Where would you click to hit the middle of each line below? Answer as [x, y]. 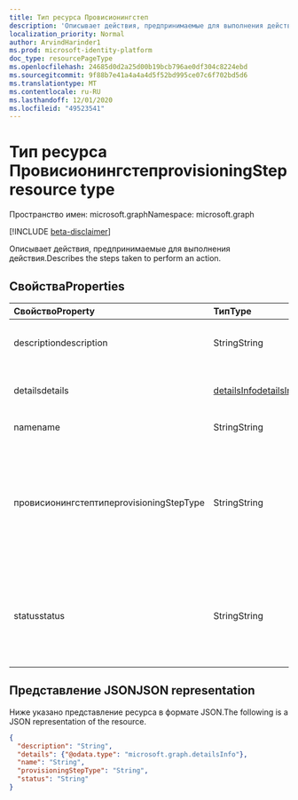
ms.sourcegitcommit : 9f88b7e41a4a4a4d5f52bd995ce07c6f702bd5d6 [129, 75]
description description [61, 343]
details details [41, 390]
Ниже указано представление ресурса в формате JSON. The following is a [149, 712]
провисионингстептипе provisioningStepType [110, 503]
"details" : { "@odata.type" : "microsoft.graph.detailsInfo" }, [133, 754]
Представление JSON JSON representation [132, 690]
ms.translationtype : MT [53, 83]
